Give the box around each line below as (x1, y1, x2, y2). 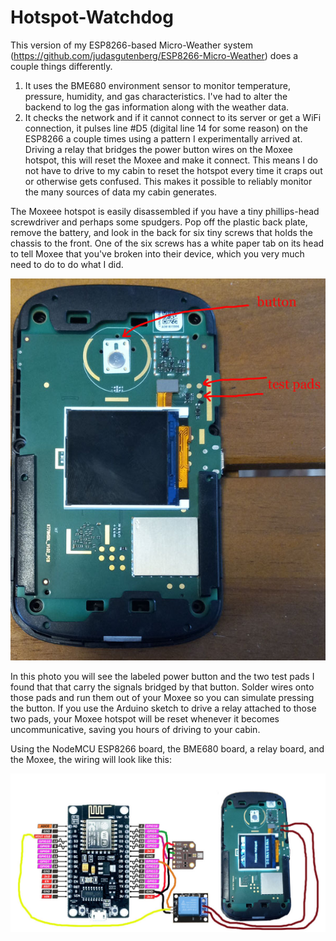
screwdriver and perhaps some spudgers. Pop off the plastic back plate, (10, 216, 308, 228)
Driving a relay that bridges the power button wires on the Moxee (24, 143, 293, 155)
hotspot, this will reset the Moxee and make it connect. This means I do (24, 154, 319, 166)
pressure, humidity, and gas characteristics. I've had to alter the (24, 90, 288, 102)
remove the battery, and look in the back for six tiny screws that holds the (10, 226, 313, 238)
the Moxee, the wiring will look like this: (10, 754, 172, 766)
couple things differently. (10, 60, 113, 72)
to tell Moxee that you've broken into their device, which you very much (10, 247, 305, 260)
